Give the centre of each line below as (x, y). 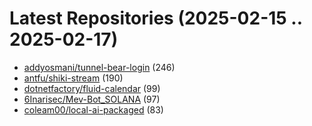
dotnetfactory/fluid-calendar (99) (92, 88)
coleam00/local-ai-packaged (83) (93, 109)
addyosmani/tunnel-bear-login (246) (99, 67)
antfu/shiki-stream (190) (73, 78)
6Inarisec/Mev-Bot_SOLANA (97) (92, 99)
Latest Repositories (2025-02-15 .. (156, 18)
